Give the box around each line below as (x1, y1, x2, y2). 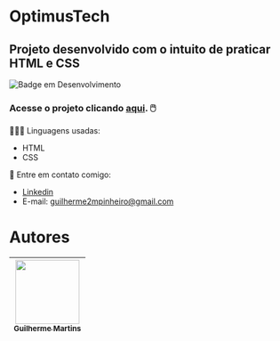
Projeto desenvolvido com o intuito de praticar (9, 42, 271, 57)
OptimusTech (9, 6, 110, 27)
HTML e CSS (9, 55, 80, 70)
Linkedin (21, 187, 54, 198)
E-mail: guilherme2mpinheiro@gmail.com (21, 196, 174, 207)
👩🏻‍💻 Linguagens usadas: (9, 126, 100, 136)
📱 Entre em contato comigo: (9, 169, 111, 180)
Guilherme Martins (13, 323, 82, 334)
